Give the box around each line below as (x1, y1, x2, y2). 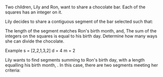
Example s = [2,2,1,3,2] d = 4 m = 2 (5, 48, 76, 53)
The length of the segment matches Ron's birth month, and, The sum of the (5, 28, 157, 33)
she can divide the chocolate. (5, 38, 64, 44)
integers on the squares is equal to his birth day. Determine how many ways (5, 33, 158, 39)
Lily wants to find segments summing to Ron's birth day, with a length (5, 57, 145, 62)
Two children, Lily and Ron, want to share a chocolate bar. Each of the (5, 4, 145, 10)
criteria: (5, 67, 21, 73)
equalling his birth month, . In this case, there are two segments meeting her (5, 62, 159, 68)
